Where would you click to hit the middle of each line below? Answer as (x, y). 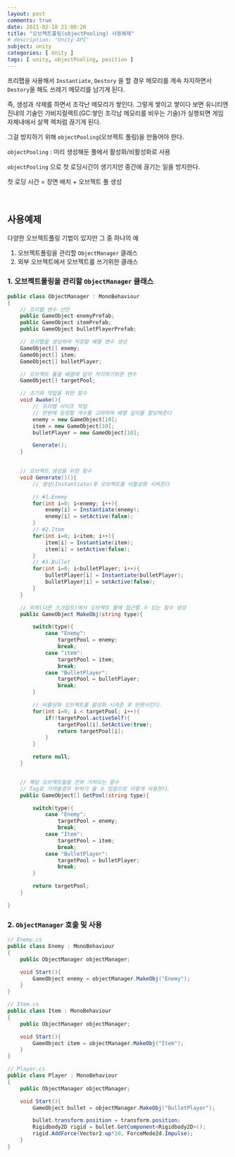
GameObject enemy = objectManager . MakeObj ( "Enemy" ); (112, 978)
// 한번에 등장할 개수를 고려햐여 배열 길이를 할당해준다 (102, 413)
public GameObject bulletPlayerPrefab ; (78, 329)
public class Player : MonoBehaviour (63, 1076)
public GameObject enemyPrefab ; (67, 316)
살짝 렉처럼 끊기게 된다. (69, 122)
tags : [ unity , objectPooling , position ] (70, 60)
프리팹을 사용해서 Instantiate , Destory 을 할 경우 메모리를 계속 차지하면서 (110, 80)
